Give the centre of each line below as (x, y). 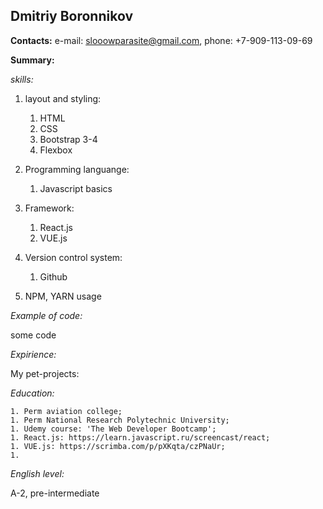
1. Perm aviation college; (66, 411)
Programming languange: (77, 169)
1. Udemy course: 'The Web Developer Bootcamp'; (113, 429)
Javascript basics (76, 188)
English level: (37, 473)
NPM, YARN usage (63, 296)
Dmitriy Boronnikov (71, 16)
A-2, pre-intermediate (55, 493)
